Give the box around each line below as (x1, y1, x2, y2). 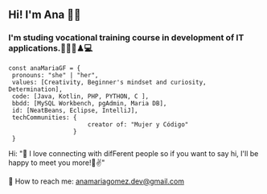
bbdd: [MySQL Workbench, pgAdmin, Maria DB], (11, 99, 167, 107)
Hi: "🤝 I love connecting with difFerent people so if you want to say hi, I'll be (8, 148, 259, 158)
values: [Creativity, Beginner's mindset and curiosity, (11, 78, 207, 86)
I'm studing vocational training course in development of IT (8, 32, 244, 43)
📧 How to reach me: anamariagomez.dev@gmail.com (8, 176, 185, 186)
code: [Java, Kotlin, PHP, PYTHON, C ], (11, 92, 150, 101)
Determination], (8, 85, 63, 93)
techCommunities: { (11, 114, 78, 122)
